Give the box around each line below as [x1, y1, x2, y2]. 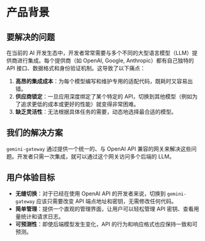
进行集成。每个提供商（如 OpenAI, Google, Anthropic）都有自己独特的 [17, 57, 195, 64]
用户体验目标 [6, 172, 55, 183]
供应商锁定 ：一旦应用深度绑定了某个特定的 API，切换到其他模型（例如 [15, 93, 193, 100]
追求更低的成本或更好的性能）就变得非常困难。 [20, 100, 139, 108]
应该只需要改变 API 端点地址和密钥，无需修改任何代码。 [36, 197, 177, 205]
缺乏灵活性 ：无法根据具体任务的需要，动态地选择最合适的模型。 [15, 108, 177, 115]
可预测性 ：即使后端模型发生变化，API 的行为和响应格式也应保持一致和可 [15, 220, 198, 228]
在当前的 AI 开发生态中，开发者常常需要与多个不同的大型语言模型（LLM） [6, 50, 192, 56]
